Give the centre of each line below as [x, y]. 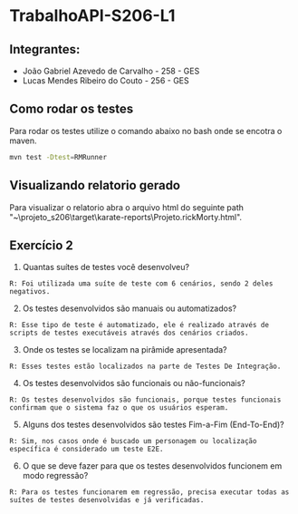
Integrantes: [45, 49]
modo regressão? [55, 476]
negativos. [30, 292]
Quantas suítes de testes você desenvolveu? [106, 267]
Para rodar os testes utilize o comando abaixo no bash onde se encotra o [146, 131]
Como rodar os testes [72, 109]
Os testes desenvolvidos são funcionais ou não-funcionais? [134, 383]
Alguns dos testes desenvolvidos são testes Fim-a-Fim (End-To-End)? [153, 425]
